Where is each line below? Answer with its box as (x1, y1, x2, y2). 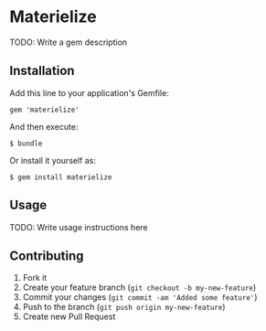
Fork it (22, 272, 48, 283)
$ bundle (9, 139, 43, 148)
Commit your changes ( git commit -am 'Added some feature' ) (22, 292, 258, 303)
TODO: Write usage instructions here (9, 221, 148, 232)
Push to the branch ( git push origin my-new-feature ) (22, 302, 226, 313)
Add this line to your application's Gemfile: (9, 87, 169, 98)
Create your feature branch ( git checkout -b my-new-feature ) (22, 282, 257, 294)
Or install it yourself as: (9, 155, 96, 165)
